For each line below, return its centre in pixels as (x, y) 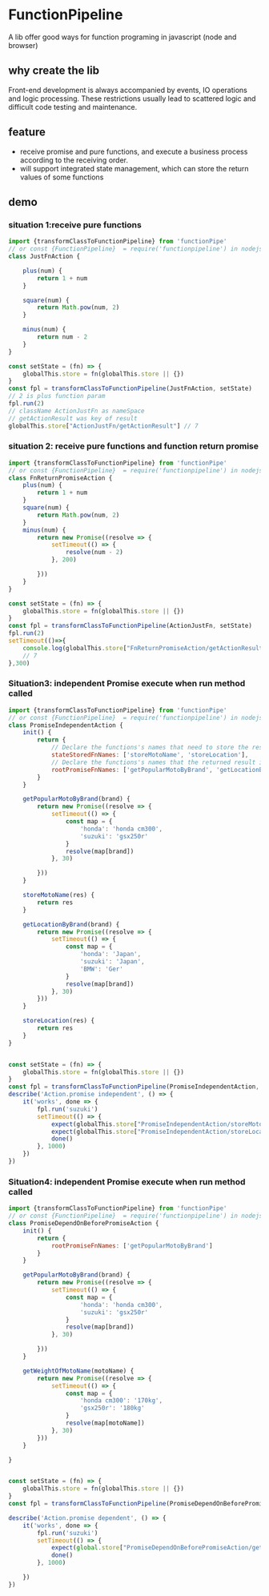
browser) (23, 45)
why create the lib (54, 71)
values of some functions (62, 177)
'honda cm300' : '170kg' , (121, 1401)
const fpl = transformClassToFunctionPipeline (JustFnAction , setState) (130, 389)
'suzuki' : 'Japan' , (112, 962)
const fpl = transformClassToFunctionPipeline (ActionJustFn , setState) (130, 626)
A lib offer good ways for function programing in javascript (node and (122, 37)
